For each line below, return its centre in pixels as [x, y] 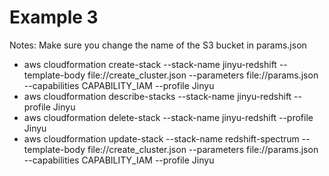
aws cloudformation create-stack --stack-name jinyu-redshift [150, 64]
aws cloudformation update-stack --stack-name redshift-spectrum [161, 138]
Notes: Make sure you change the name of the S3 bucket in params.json [158, 45]
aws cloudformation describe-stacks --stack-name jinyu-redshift [157, 96]
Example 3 [54, 17]
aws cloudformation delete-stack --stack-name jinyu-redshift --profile [168, 117]
